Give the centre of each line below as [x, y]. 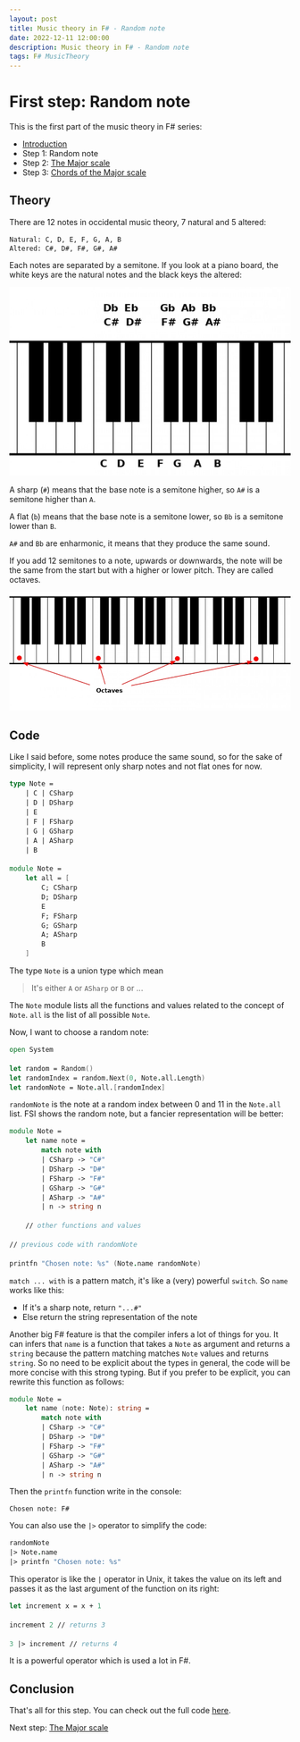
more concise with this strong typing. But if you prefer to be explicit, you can [150, 1372]
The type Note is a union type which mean [86, 971]
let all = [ [47, 879]
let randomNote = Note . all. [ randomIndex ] [87, 1087]
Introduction [45, 144]
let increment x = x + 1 [55, 1606]
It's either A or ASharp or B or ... [87, 989]
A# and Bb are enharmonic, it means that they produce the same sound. [140, 543]
